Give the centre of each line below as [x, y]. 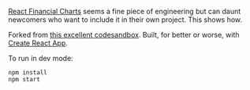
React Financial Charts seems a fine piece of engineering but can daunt [125, 11]
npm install [28, 73]
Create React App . [38, 43]
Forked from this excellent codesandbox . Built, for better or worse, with [124, 35]
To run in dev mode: [41, 58]
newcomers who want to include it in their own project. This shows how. [125, 20]
